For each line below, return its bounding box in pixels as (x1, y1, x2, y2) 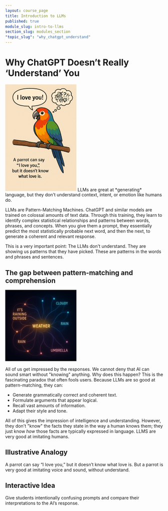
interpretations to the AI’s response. (5, 500, 79, 506)
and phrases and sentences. (5, 254, 64, 260)
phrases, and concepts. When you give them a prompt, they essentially (5, 223, 152, 229)
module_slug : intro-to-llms (5, 24, 64, 29)
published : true (5, 19, 39, 24)
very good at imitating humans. (5, 434, 70, 440)
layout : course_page (5, 8, 49, 13)
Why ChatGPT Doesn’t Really (5, 57, 129, 68)
